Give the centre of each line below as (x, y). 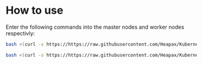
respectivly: (20, 33)
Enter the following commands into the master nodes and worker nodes (95, 27)
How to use (35, 10)
